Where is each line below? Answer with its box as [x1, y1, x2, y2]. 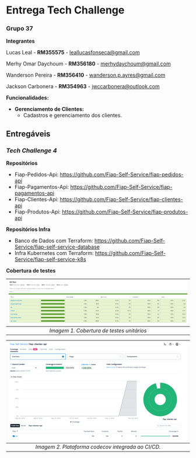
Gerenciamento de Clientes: [14, 106, 85, 113]
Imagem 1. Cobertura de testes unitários [49, 327, 147, 334]
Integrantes [6, 37, 35, 44]
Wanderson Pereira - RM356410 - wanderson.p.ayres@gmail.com [6, 71, 166, 79]
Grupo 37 [6, 25, 33, 33]
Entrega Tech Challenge [6, 4, 125, 17]
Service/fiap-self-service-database [14, 243, 100, 250]
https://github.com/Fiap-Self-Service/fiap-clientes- [60, 196, 183, 203]
